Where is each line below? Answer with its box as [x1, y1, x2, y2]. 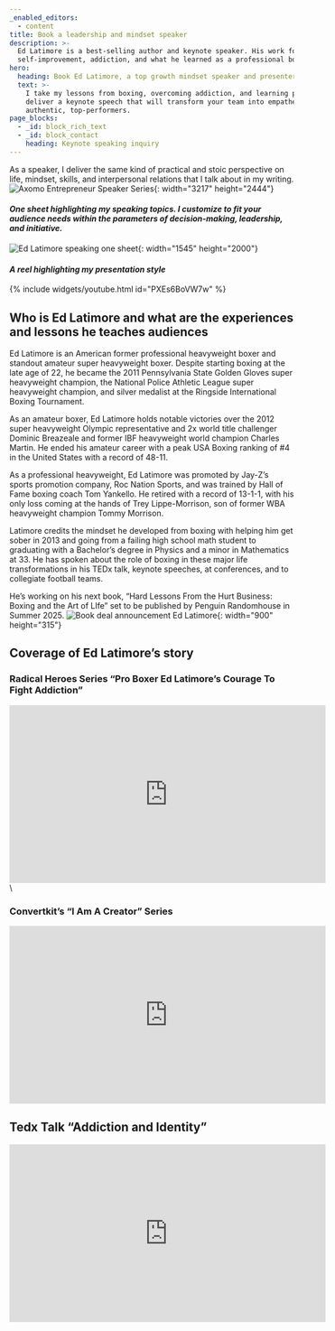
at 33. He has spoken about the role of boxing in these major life [9, 554, 248, 564]
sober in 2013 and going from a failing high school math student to [9, 535, 256, 545]
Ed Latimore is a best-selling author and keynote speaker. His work [17, 47, 284, 56]
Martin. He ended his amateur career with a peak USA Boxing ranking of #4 [9, 442, 291, 452]
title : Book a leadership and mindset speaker [9, 30, 188, 39]
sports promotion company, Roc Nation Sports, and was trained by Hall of [9, 479, 284, 489]
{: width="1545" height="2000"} [137, 243, 259, 254]
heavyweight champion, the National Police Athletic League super [9, 377, 255, 387]
